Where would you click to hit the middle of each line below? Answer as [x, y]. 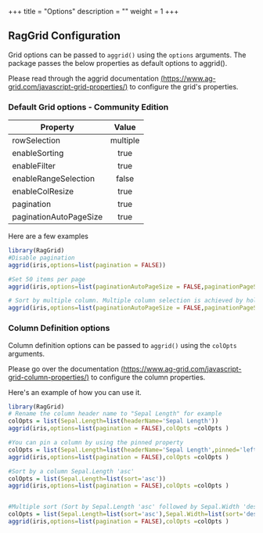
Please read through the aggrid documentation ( [86, 78]
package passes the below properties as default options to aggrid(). [118, 63]
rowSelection [36, 140]
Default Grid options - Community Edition [88, 107]
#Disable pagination [42, 258]
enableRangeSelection [54, 179]
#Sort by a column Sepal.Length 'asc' [71, 471]
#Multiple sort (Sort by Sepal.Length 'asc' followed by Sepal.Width [124, 507]
